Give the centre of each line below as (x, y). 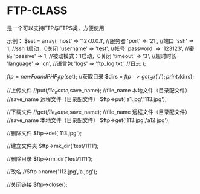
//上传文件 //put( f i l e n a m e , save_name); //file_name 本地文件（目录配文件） (99, 91)
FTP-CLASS (37, 11)
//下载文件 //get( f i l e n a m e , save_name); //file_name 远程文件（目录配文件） (99, 112)
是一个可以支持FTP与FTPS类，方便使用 (56, 28)
